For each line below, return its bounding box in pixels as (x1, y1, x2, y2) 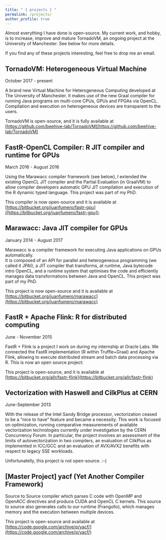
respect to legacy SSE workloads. (5, 448, 74, 454)
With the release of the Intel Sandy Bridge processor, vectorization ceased (5, 411, 157, 417)
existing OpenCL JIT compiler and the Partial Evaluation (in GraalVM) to (5, 179, 151, 185)
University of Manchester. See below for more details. (5, 41, 115, 47)
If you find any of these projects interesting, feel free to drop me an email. (5, 50, 156, 56)
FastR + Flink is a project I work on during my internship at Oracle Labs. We (5, 343, 159, 349)
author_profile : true (5, 16, 50, 21)
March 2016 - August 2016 (5, 164, 59, 170)
